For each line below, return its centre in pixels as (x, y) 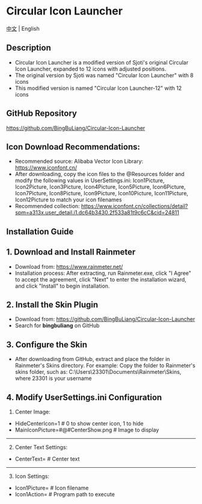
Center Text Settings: (41, 447)
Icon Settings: (32, 476)
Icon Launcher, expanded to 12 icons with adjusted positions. (90, 69)
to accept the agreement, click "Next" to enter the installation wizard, (100, 279)
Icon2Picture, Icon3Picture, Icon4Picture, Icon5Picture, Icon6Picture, (100, 187)
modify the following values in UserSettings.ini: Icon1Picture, (90, 181)
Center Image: (32, 412)
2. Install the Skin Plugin (52, 305)
